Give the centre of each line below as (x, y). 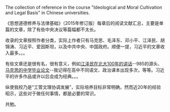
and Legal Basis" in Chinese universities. (48, 13)
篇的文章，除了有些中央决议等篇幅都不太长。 (52, 29)
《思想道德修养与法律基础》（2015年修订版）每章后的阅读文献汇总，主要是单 (84, 23)
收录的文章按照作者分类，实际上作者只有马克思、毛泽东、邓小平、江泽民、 (83, 40)
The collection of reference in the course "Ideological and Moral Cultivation (84, 7)
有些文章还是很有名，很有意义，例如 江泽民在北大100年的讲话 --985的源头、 (84, 64)
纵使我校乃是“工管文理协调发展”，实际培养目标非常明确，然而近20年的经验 (83, 87)
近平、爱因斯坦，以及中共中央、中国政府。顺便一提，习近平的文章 (91, 47)
